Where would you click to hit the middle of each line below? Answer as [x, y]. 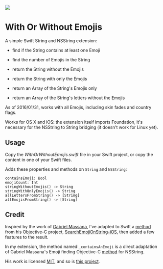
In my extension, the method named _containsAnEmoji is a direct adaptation [81, 246]
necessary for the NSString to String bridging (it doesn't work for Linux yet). [81, 127]
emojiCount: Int [22, 182]
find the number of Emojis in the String [51, 59]
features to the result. [27, 237]
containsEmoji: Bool [26, 178]
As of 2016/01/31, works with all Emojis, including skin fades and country [78, 107]
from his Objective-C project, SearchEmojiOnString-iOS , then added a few [80, 232]
